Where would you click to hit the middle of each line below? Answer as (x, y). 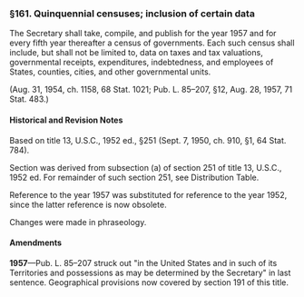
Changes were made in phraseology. (78, 222)
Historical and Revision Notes (66, 120)
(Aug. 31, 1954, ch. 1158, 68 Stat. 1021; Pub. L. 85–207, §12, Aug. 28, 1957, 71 (151, 90)
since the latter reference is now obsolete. (88, 204)
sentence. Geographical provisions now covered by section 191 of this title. (149, 282)
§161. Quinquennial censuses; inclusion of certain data (132, 14)
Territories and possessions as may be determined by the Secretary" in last (150, 272)
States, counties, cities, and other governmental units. (110, 72)
